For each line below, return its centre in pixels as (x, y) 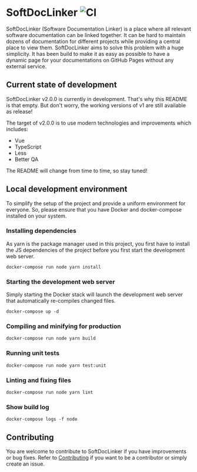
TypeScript (28, 146)
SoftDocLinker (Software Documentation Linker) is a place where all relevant (98, 29)
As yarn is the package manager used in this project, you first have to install (98, 243)
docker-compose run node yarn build (51, 339)
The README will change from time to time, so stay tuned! (77, 170)
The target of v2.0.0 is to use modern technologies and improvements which (99, 123)
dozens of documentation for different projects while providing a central (93, 41)
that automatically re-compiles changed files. (61, 301)
